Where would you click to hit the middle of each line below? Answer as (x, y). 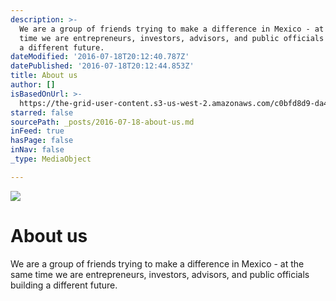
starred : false (42, 112)
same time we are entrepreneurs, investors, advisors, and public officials (160, 274)
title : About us (44, 76)
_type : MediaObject (51, 159)
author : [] (33, 85)
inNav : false (37, 150)
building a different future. (64, 285)
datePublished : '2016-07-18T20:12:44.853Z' (102, 66)
